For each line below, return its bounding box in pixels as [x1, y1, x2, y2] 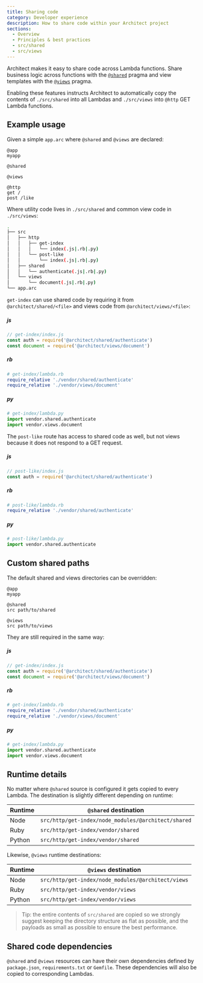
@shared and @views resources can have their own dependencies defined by [7, 958, 195, 965]
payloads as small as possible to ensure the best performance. [21, 924, 178, 931]
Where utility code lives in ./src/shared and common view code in [7, 205, 172, 213]
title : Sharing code [7, 8, 59, 15]
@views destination [87, 866, 141, 874]
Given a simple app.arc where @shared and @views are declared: [7, 135, 164, 142]
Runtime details [7, 769, 67, 780]
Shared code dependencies [7, 941, 113, 952]
